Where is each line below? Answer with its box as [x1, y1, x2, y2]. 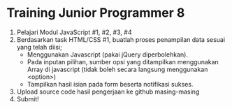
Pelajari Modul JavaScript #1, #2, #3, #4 [16, 28, 132, 36]
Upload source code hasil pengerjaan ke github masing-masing [16, 87, 200, 96]
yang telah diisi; [16, 43, 62, 51]
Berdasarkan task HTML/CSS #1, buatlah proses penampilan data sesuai [16, 35, 225, 43]
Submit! [16, 94, 39, 103]
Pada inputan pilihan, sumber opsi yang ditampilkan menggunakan [27, 57, 219, 66]
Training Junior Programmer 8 [6, 5, 185, 21]
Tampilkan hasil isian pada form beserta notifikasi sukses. [27, 80, 194, 88]
